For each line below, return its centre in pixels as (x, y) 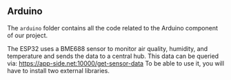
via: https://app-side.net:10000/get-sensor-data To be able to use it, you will (116, 63)
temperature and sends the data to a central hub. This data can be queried (113, 56)
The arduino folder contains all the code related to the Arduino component (113, 28)
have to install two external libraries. (59, 70)
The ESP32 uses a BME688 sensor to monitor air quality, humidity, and (108, 48)
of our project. (28, 35)
